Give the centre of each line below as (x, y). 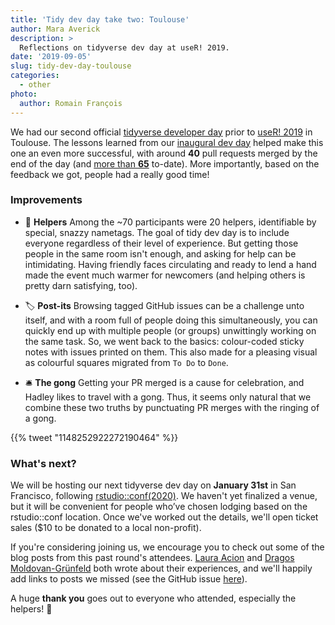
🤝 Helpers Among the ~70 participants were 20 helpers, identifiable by (170, 222)
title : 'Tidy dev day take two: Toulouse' (100, 19)
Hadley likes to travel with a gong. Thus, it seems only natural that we (168, 397)
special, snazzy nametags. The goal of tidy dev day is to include (157, 232)
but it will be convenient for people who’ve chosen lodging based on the (159, 507)
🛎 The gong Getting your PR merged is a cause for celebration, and (164, 382)
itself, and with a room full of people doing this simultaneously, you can (171, 320)
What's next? (43, 463)
